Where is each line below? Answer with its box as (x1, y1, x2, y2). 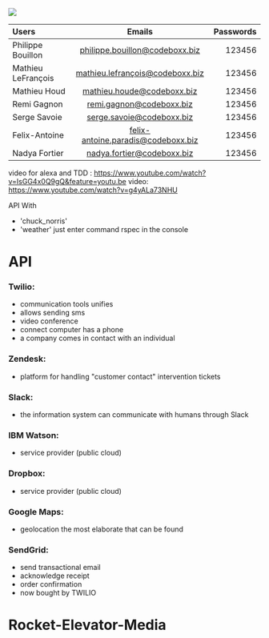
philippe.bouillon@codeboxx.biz (79, 45, 200, 55)
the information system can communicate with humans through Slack (19, 410, 250, 419)
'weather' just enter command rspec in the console (19, 225, 189, 234)
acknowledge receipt (19, 571, 90, 580)
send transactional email (19, 563, 102, 572)
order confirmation (19, 580, 82, 589)
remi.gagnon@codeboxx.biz (86, 98, 194, 110)
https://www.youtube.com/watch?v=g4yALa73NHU (8, 185, 178, 195)
